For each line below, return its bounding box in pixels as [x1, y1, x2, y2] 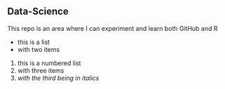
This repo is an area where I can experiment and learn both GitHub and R [7, 24, 219, 32]
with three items [17, 66, 64, 74]
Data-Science [7, 6, 69, 18]
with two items [17, 45, 60, 53]
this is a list [17, 38, 50, 46]
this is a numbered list [17, 59, 81, 67]
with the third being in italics [17, 74, 100, 82]
